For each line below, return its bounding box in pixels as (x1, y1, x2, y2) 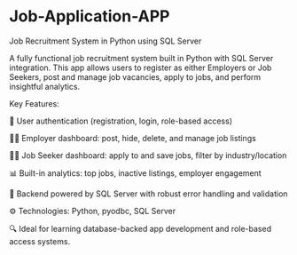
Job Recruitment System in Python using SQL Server (9, 36, 202, 46)
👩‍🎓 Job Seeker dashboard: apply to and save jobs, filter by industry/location (9, 149, 287, 161)
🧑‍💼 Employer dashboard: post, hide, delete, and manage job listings (9, 132, 257, 143)
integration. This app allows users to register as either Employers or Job (9, 62, 272, 73)
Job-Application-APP (9, 6, 170, 27)
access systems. (9, 235, 71, 246)
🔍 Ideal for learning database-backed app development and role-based (9, 223, 272, 234)
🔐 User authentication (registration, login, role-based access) (9, 116, 233, 126)
